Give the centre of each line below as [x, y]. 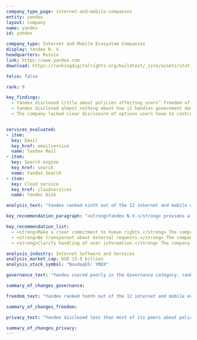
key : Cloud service [35, 184]
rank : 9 [16, 87]
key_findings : [23, 97]
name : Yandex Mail [34, 151]
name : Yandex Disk [34, 195]
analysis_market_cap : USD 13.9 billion [55, 259]
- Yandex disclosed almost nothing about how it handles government [97, 108]
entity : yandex [25, 17]
